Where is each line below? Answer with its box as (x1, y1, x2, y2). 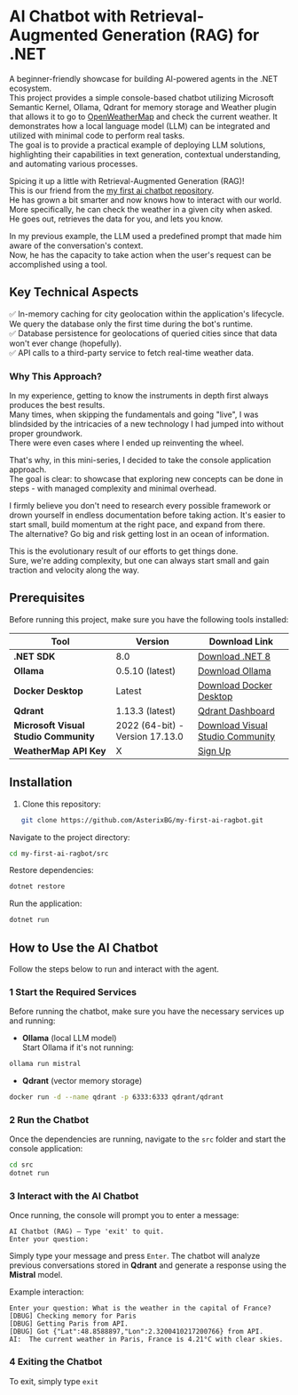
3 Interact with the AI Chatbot (9, 1190, 139, 1202)
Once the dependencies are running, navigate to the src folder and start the (9, 1134, 286, 1144)
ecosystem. (9, 83, 52, 93)
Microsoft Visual (13, 718, 86, 731)
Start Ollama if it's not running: (21, 1042, 135, 1053)
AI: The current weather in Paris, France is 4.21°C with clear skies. (9, 1335, 284, 1344)
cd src (9, 1160, 34, 1170)
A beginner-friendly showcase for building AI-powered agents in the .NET (9, 73, 278, 84)
